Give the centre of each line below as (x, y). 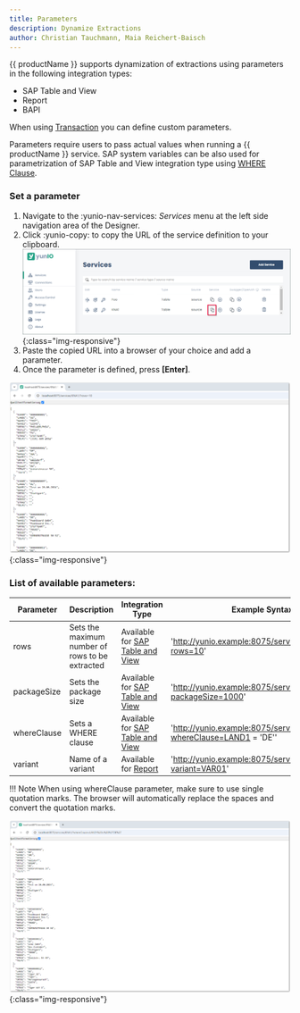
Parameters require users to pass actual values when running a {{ (130, 145)
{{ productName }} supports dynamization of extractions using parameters (146, 64)
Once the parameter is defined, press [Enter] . (106, 370)
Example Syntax (262, 609)
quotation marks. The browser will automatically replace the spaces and (142, 798)
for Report (140, 769)
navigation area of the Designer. (81, 225)
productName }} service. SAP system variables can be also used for (134, 154)
